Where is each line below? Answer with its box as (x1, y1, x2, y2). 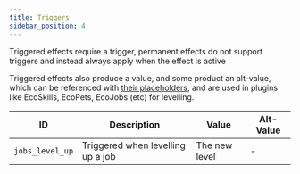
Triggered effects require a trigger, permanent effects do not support (9, 46, 263, 56)
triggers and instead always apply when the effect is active (9, 55, 226, 66)
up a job (81, 150, 116, 162)
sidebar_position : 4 (9, 21, 87, 30)
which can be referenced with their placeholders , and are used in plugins (9, 82, 279, 93)
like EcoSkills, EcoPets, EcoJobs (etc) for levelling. (9, 91, 195, 103)
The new (196, 139, 233, 152)
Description (109, 118, 161, 130)
